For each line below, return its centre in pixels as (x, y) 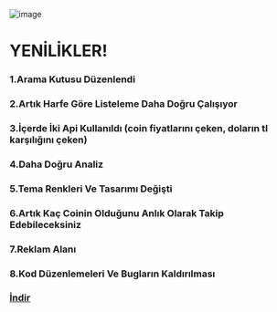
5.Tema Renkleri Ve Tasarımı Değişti (91, 189)
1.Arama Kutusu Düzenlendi (72, 79)
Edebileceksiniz (46, 224)
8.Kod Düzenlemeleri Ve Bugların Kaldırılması (112, 274)
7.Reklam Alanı (43, 249)
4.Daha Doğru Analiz (56, 164)
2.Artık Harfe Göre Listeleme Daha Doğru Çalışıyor (123, 104)
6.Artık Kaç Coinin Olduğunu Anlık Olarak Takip (117, 213)
